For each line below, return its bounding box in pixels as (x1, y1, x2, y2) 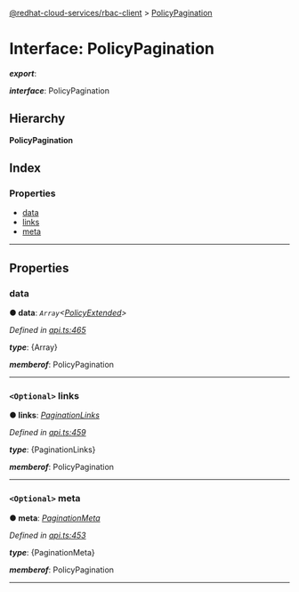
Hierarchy (9, 111, 66, 126)
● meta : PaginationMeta (9, 512, 101, 523)
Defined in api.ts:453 (9, 530, 86, 540)
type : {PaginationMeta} (9, 547, 95, 557)
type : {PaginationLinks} (9, 444, 96, 455)
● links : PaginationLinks (9, 410, 101, 421)
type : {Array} (9, 342, 58, 353)
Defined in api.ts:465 (9, 325, 86, 336)
